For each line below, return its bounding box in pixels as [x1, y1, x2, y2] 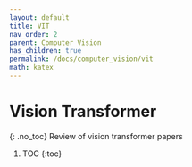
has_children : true [9, 46, 82, 55]
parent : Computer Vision [9, 38, 102, 47]
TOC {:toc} [21, 148, 63, 159]
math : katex [9, 63, 54, 72]
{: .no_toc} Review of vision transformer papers [9, 130, 183, 141]
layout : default [9, 13, 70, 22]
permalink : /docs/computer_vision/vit [9, 54, 154, 63]
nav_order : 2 [9, 29, 58, 38]
